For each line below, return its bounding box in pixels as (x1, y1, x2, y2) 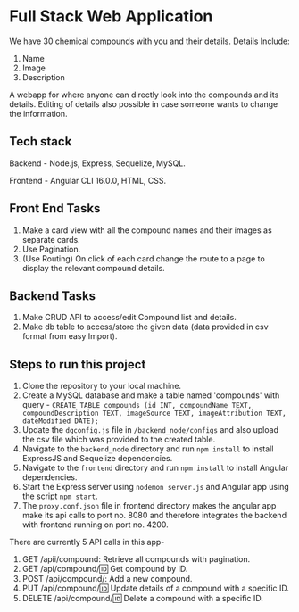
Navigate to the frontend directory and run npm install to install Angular (21, 462, 288, 474)
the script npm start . (21, 491, 98, 501)
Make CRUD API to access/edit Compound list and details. (21, 312, 237, 323)
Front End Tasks (9, 201, 101, 216)
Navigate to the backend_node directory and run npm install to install (21, 443, 274, 454)
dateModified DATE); (21, 417, 99, 426)
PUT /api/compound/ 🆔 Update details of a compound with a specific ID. (21, 583, 290, 594)
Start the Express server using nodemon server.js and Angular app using (21, 482, 290, 492)
